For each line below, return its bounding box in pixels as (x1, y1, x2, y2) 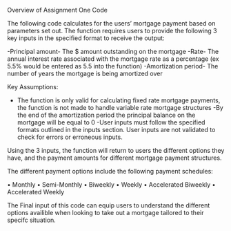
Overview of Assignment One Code (7, 6, 108, 14)
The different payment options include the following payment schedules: (7, 167, 214, 175)
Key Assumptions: (7, 83, 59, 91)
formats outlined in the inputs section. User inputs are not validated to (17, 126, 216, 133)
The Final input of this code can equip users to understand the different (7, 201, 210, 210)
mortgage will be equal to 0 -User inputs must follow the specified (17, 118, 205, 127)
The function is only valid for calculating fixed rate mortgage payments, (17, 96, 221, 104)
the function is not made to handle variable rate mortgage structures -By (17, 104, 224, 111)
